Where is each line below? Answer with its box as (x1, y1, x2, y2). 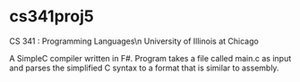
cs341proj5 (9, 6, 94, 27)
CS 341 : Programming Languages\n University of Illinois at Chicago (9, 36, 260, 46)
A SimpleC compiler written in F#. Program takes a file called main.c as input (9, 53, 292, 63)
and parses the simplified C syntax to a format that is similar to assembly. (9, 62, 279, 73)
